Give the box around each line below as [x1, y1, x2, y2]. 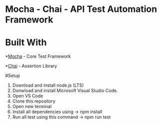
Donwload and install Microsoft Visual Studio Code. [12, 88, 118, 94]
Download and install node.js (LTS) [12, 82, 84, 88]
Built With [5, 37, 47, 48]
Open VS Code [12, 93, 43, 99]
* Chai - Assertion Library [5, 63, 57, 69]
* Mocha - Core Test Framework [5, 53, 71, 59]
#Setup [5, 73, 20, 79]
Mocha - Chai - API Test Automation [5, 3, 158, 15]
